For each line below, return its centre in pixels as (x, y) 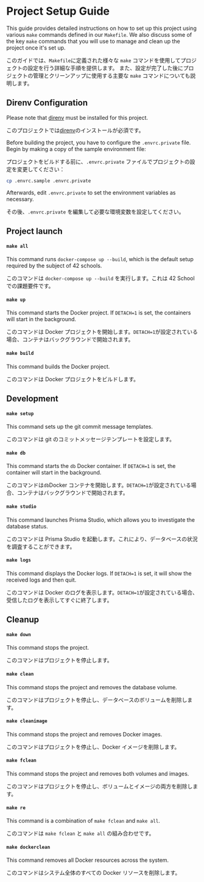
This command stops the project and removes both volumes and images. (98, 774)
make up (16, 300)
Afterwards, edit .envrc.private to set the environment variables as (91, 192)
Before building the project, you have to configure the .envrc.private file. (99, 143)
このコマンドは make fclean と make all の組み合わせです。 (80, 834)
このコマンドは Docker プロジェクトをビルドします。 (72, 379)
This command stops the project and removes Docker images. (84, 734)
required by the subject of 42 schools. (54, 266)
